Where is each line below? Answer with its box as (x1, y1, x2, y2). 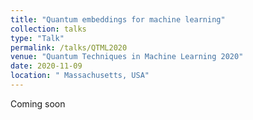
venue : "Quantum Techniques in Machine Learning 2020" (10, 52, 244, 62)
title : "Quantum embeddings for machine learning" (10, 14, 226, 25)
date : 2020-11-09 (10, 61, 83, 71)
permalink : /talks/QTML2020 (10, 42, 128, 53)
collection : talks (10, 24, 87, 34)
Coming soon (10, 97, 66, 110)
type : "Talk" (10, 33, 65, 43)
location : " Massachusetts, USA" (10, 71, 150, 81)
